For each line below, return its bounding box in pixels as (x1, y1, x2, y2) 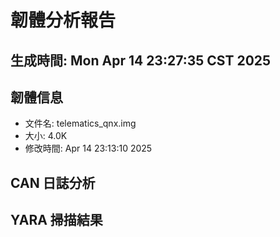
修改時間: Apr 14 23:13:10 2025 (24, 142, 153, 155)
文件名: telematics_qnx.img (24, 117, 137, 130)
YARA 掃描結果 (10, 212, 103, 229)
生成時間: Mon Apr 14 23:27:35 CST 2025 (10, 52, 272, 69)
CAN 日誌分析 (10, 174, 96, 191)
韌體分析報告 (10, 9, 117, 32)
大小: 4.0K (24, 130, 68, 142)
